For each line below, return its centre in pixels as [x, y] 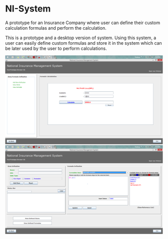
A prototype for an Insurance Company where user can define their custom [83, 23]
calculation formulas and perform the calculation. [56, 28]
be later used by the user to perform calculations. [56, 48]
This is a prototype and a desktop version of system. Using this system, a [81, 38]
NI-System [28, 9]
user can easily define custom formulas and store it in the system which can [84, 43]
